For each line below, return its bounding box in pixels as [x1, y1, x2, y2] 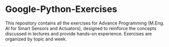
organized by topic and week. [5, 36, 67, 42]
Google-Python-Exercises [5, 3, 117, 15]
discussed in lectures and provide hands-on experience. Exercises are [5, 30, 152, 36]
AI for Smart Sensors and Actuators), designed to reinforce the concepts [5, 25, 157, 31]
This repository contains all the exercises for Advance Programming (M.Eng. [5, 20, 164, 26]
